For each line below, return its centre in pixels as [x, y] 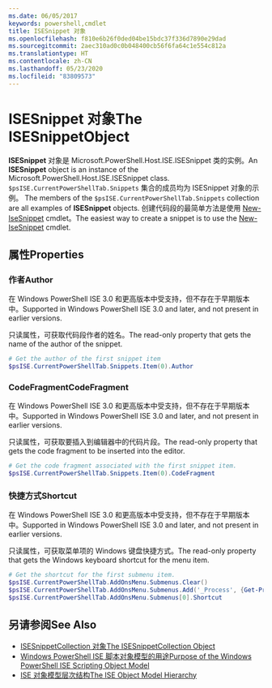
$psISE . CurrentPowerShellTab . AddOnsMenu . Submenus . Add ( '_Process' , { [126, 590]
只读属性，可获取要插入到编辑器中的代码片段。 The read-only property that [133, 442]
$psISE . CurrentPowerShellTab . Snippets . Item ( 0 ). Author [101, 367]
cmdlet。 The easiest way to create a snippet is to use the [141, 218]
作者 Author [31, 279]
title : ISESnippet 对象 [47, 31]
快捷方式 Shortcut [42, 496]
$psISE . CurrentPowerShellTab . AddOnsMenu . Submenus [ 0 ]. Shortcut [115, 597]
